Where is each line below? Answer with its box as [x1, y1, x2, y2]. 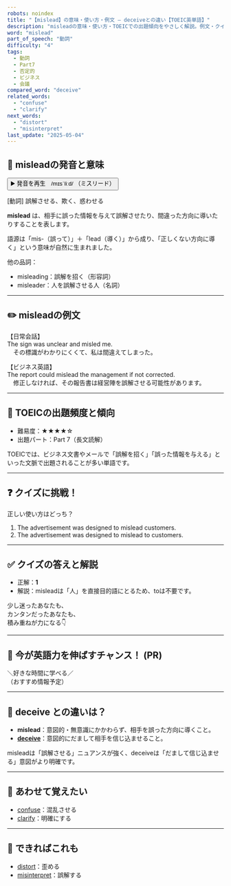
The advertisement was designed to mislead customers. [16, 523, 177, 532]
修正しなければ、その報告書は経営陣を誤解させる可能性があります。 [12, 378, 206, 387]
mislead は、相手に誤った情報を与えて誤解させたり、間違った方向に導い [7, 211, 212, 220]
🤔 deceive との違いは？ [7, 706, 107, 717]
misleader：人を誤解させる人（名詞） [16, 281, 124, 290]
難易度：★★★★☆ [16, 426, 74, 435]
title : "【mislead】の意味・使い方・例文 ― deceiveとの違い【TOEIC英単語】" [7, 17, 210, 23]
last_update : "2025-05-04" [7, 131, 85, 138]
